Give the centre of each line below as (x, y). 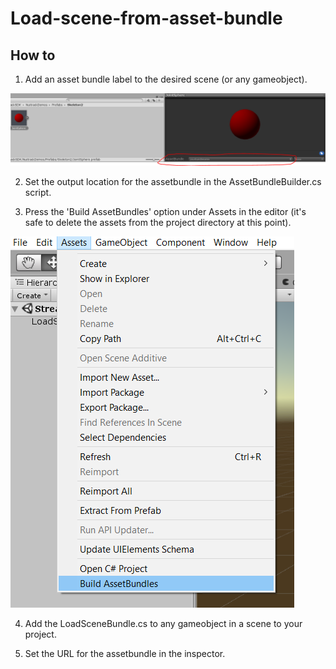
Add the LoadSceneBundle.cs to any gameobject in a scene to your (163, 624)
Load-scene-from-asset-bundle (146, 18)
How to (33, 55)
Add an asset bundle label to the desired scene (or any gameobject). (166, 79)
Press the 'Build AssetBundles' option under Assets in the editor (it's (165, 212)
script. (38, 193)
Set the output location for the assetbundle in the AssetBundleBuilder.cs (173, 182)
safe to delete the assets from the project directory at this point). (158, 223)
